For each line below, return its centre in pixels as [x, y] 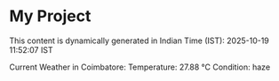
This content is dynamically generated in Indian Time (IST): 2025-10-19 [139, 40]
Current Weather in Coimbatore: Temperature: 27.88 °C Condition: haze [140, 67]
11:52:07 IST [31, 49]
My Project [50, 16]
